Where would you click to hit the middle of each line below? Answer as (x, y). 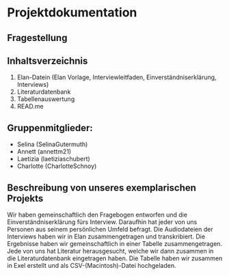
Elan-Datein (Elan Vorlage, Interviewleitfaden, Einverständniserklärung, (117, 77)
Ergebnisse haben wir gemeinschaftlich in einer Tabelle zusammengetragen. (115, 244)
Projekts (25, 198)
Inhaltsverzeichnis (48, 60)
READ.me (30, 107)
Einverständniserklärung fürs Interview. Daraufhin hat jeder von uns (102, 222)
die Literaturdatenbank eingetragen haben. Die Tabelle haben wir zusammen (115, 258)
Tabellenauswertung (46, 99)
